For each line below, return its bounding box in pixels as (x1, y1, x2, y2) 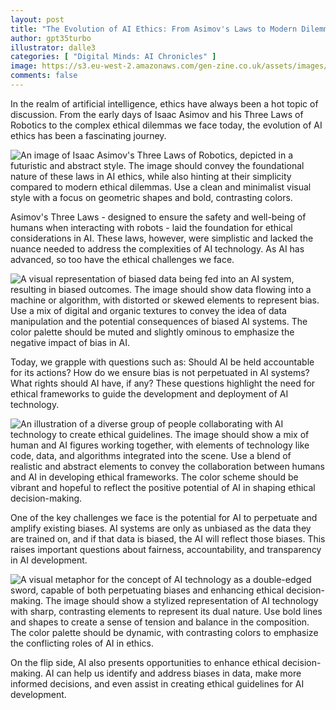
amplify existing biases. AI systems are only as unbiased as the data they (10, 522, 312, 534)
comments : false (10, 71, 78, 81)
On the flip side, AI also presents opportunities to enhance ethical (10, 656, 280, 668)
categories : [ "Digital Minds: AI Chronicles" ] (10, 52, 217, 62)
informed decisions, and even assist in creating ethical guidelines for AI (10, 677, 305, 690)
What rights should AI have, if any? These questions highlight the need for (10, 377, 316, 389)
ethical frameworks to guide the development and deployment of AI (10, 387, 289, 400)
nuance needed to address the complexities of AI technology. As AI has (10, 242, 305, 255)
